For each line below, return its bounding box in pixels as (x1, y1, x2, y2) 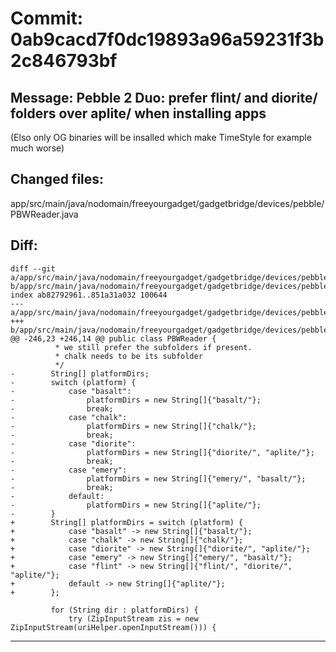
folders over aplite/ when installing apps (10, 105, 267, 122)
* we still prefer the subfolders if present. (54, 342, 253, 352)
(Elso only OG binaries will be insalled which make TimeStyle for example (10, 132, 312, 143)
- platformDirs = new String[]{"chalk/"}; (10, 421, 257, 431)
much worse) (10, 142, 65, 154)
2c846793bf (10, 50, 118, 72)
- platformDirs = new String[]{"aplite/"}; (10, 500, 262, 510)
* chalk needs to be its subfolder (54, 351, 203, 361)
